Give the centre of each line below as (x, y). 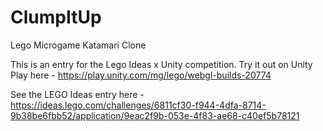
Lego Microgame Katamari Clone (78, 45)
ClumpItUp (56, 17)
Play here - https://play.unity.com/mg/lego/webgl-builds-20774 (141, 75)
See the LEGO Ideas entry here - (77, 94)
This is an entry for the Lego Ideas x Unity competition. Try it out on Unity (161, 64)
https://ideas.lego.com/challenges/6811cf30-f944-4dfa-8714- (138, 105)
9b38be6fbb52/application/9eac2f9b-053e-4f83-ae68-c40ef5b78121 (155, 115)
